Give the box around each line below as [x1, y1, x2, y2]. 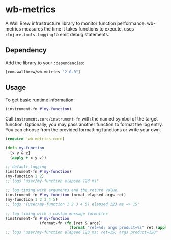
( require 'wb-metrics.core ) [5, 136, 65, 142]
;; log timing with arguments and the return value [5, 188, 117, 193]
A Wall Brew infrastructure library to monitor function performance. [5, 20, 146, 26]
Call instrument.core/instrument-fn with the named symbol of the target [5, 116, 158, 122]
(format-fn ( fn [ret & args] [39, 220, 101, 226]
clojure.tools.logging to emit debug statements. [5, 31, 109, 37]
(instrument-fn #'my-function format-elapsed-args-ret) [5, 192, 126, 198]
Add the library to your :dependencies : [5, 59, 85, 66]
